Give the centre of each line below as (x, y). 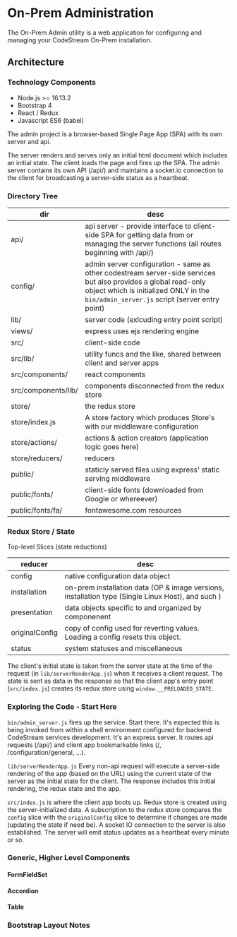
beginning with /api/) (119, 252)
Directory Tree (33, 196)
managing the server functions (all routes (153, 244)
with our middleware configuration (142, 426)
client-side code (113, 342)
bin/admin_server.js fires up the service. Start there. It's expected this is (114, 722)
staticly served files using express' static (152, 470)
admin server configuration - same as (148, 264)
